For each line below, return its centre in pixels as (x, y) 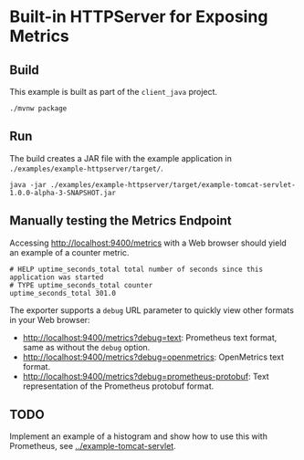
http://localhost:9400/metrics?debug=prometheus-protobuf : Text (146, 376)
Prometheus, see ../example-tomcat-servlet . (93, 446)
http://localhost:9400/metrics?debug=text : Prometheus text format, (150, 337)
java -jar (28, 184)
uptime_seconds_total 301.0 (63, 293)
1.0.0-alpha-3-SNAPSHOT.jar (63, 193)
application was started (57, 277)
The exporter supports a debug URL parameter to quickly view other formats (152, 310)
